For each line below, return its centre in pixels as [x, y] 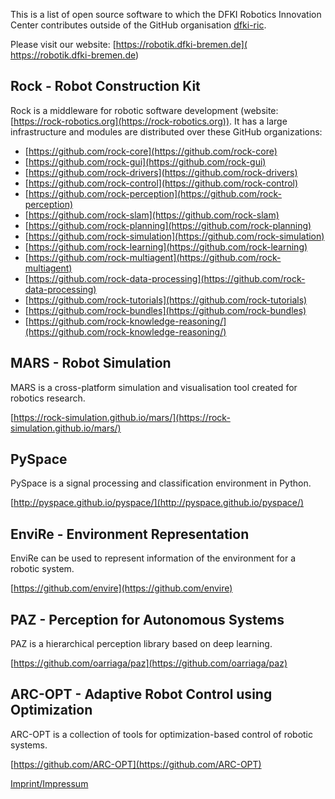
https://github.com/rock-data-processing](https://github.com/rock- [167, 278]
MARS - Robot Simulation [91, 363]
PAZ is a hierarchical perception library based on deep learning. [141, 644]
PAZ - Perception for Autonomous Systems [147, 619]
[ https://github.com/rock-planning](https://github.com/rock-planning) [168, 225]
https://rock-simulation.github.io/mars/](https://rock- [122, 417]
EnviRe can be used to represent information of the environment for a [153, 558]
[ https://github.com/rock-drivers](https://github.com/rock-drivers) [161, 172]
